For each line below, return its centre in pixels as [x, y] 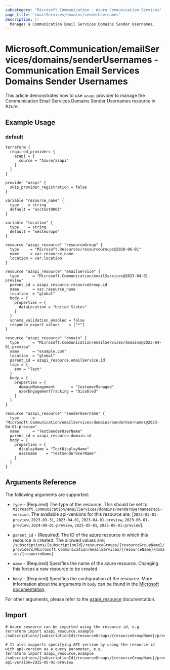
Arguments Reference [41, 482]
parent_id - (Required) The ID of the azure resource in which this [80, 535]
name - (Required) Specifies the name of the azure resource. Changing [85, 563]
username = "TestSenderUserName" [57, 453]
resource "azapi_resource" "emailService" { [53, 271]
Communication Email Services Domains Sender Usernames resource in [80, 101]
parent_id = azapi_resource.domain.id [51, 436]
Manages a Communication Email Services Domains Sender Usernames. [82, 24]
